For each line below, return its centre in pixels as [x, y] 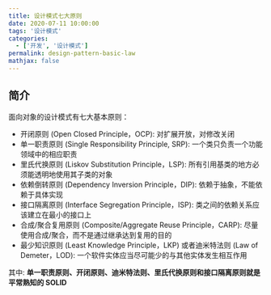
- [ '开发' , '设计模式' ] [52, 46]
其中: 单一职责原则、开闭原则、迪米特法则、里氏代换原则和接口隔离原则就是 [134, 272]
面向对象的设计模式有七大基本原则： [69, 116]
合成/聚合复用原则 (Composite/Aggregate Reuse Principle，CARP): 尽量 [139, 225]
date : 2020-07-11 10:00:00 [54, 23]
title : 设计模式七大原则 [45, 16]
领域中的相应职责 [49, 154]
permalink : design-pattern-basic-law [72, 53]
